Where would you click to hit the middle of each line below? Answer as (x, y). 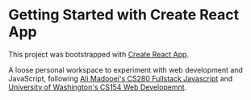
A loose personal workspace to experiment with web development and (126, 69)
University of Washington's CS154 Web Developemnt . (98, 87)
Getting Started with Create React (124, 15)
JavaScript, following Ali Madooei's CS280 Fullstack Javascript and (121, 78)
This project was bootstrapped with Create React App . (99, 54)
